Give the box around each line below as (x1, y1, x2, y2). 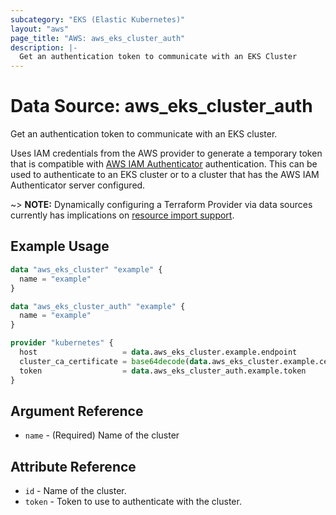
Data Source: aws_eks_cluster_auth (10, 95, 313, 118)
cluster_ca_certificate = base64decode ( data (19, 356, 208, 366)
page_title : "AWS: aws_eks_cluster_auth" (10, 33, 186, 43)
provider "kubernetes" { (10, 338, 114, 348)
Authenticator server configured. (10, 179, 146, 191)
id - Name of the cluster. (24, 485, 127, 497)
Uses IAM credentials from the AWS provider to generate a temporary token (10, 147, 323, 160)
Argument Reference (10, 402, 144, 420)
